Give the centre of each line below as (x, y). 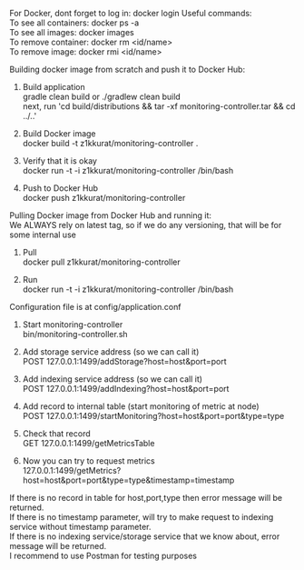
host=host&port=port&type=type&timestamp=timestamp (128, 480)
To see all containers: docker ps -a (74, 23)
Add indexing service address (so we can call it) (112, 379)
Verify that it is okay (60, 161)
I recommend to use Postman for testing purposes (103, 555)
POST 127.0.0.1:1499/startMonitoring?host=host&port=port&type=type (153, 416)
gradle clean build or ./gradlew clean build (102, 96)
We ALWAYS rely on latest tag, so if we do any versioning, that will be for (146, 225)
